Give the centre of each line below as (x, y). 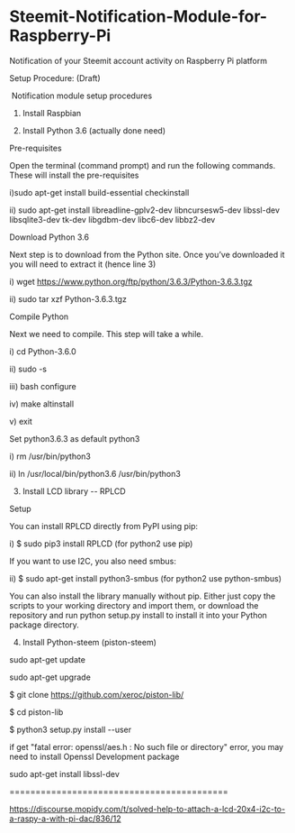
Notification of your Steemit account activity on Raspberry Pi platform (139, 60)
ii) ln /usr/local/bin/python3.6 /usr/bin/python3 (95, 473)
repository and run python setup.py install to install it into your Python (139, 615)
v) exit (21, 421)
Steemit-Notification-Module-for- (139, 17)
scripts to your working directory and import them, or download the (134, 605)
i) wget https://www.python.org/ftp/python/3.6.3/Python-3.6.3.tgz (131, 281)
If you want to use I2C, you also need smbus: (93, 561)
